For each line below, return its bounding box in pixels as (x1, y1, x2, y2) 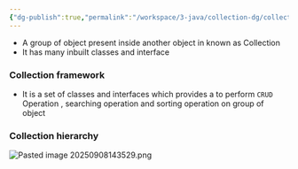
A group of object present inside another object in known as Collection (21, 37, 281, 48)
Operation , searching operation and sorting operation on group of (21, 98, 264, 109)
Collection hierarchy (9, 129, 99, 142)
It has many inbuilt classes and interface (21, 46, 170, 58)
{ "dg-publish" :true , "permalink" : (9, 12, 133, 22)
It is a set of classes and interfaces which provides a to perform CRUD (21, 88, 273, 99)
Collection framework (9, 68, 105, 81)
